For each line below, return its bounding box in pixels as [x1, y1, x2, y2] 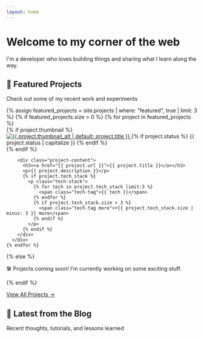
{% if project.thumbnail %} [6, 126, 73, 134]
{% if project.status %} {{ [131, 133, 195, 140]
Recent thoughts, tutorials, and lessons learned [6, 325, 124, 332]
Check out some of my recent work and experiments [6, 95, 138, 103]
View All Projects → [6, 291, 55, 298]
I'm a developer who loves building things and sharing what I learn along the [6, 55, 197, 63]
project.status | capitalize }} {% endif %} [6, 139, 108, 146]
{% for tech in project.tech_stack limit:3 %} [33, 184, 153, 190]
